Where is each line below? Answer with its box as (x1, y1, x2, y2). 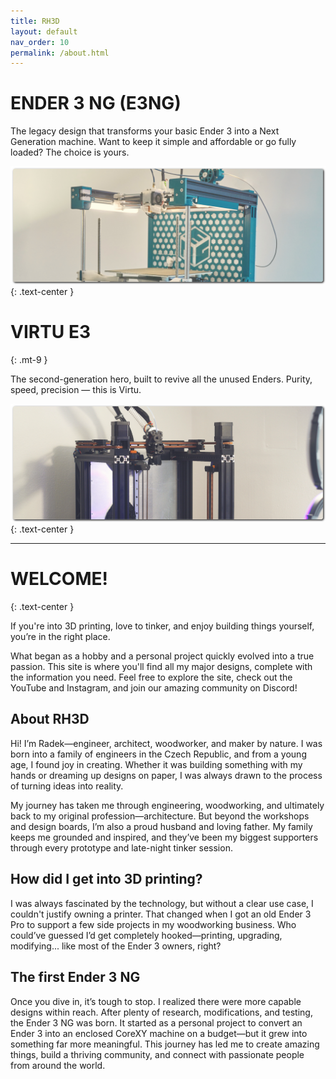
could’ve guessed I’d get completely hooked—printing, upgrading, (10, 929, 283, 941)
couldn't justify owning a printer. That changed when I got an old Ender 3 (10, 908, 312, 920)
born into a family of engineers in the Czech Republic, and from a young (10, 748, 307, 760)
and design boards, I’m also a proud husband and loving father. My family (10, 820, 313, 832)
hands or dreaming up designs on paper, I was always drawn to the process (10, 769, 323, 781)
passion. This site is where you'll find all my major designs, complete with (10, 661, 313, 673)
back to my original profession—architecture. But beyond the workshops (10, 810, 310, 822)
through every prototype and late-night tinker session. (10, 841, 233, 854)
